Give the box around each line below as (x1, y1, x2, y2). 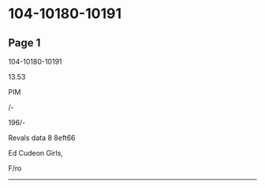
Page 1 (8, 36, 41, 50)
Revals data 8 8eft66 (8, 133, 77, 142)
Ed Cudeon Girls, (8, 149, 63, 157)
